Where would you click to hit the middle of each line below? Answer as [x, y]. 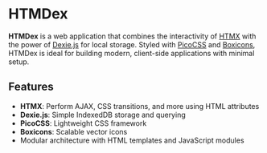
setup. [19, 62]
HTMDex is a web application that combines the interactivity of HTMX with [132, 36]
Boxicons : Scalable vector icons [74, 131]
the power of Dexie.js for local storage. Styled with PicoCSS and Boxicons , [132, 44]
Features [31, 87]
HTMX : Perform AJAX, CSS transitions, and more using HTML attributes [140, 106]
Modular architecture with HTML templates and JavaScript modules [132, 140]
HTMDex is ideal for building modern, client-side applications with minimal [131, 53]
